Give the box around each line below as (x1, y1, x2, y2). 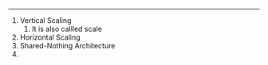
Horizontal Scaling (19, 32, 81, 42)
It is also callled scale (31, 25, 102, 33)
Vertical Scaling (19, 16, 72, 25)
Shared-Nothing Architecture (19, 41, 116, 50)
